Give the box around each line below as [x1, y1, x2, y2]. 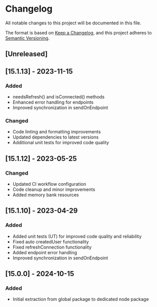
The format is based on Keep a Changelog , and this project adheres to [5, 29, 152, 36]
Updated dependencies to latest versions [12, 134, 99, 140]
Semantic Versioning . [5, 35, 50, 41]
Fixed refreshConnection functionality [12, 244, 92, 250]
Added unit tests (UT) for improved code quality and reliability [12, 233, 142, 239]
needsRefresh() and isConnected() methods [12, 94, 105, 100]
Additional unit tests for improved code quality [12, 140, 109, 146]
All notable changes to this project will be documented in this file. [5, 20, 142, 26]
